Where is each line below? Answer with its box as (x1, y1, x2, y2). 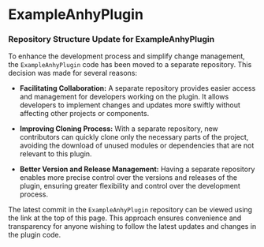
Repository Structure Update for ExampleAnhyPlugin (8, 34, 215, 45)
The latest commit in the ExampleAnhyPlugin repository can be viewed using (8, 205, 253, 215)
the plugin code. (8, 230, 61, 240)
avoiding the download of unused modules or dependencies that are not (19, 140, 255, 151)
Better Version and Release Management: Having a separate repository (19, 164, 255, 174)
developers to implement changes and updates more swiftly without (19, 100, 240, 110)
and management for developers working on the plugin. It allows (19, 92, 229, 102)
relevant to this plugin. (19, 149, 92, 159)
